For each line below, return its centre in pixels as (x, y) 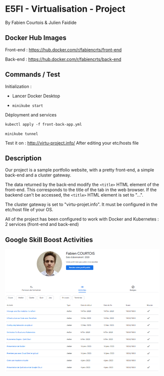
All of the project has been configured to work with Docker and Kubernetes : (82, 219)
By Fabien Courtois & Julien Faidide (41, 22)
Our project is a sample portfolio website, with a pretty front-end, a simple (80, 170)
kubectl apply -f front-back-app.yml (44, 124)
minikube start (28, 106)
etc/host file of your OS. (29, 210)
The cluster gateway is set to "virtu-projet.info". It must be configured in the (81, 204)
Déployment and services (31, 115)
